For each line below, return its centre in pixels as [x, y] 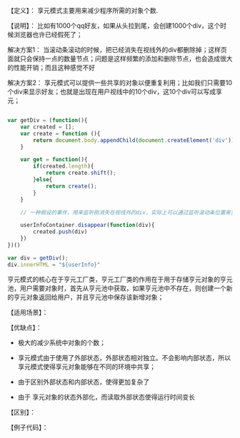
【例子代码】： [28, 427]
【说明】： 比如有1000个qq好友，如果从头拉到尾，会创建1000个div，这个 [114, 26]
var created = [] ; [47, 127]
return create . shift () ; [81, 173]
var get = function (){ [54, 160]
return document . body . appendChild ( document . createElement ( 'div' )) [134, 140]
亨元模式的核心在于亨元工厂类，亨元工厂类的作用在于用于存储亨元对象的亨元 [120, 279]
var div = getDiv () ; [38, 258]
